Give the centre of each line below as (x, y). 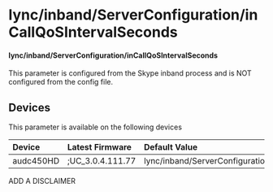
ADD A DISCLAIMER (42, 181)
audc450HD (36, 161)
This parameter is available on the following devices (95, 127)
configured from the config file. (61, 82)
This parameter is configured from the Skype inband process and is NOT (130, 73)
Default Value (170, 147)
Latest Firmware (100, 147)
